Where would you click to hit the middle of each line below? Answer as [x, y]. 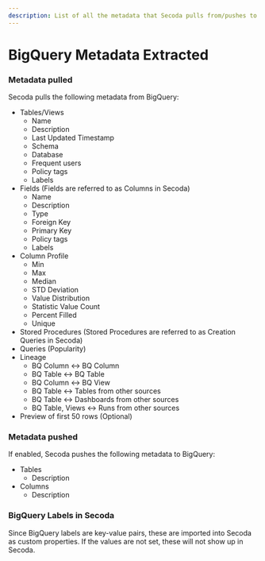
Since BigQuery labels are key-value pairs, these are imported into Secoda [130, 532]
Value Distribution [60, 298]
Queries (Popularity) [53, 349]
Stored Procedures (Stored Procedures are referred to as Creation [128, 332]
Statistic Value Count [66, 307]
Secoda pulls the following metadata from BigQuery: [94, 97]
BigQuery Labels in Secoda [61, 516]
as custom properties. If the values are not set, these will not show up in [126, 541]
